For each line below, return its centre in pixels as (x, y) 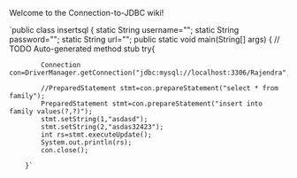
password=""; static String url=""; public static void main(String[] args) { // (145, 39)
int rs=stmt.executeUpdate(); (96, 135)
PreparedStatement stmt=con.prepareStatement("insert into (152, 104)
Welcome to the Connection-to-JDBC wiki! (87, 13)
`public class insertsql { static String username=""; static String (124, 30)
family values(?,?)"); (51, 112)
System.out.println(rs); (87, 143)
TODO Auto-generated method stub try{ (82, 49)
